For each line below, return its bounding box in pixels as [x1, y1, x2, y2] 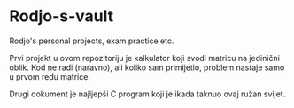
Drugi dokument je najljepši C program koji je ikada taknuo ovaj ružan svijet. [9, 89, 286, 99]
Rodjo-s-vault [9, 6, 113, 27]
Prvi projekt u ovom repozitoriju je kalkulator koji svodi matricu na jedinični [9, 52, 281, 63]
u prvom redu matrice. [9, 71, 91, 81]
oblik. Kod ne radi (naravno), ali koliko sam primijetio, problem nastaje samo [9, 62, 285, 73]
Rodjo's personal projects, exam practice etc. [9, 35, 174, 46]
